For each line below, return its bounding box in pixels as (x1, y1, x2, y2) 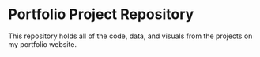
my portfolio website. (8, 39, 77, 48)
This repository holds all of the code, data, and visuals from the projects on (8, 31, 253, 41)
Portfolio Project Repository (8, 5, 194, 23)
